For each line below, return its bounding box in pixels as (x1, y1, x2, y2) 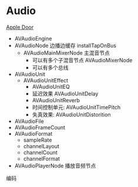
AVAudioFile (14, 118, 44, 125)
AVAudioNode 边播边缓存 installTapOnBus (14, 42, 116, 49)
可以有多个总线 (32, 64, 69, 71)
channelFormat (23, 155, 60, 162)
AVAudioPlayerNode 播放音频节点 (14, 162, 96, 169)
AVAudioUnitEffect (23, 76, 69, 84)
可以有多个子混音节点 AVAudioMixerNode (32, 56, 133, 64)
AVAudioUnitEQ (32, 83, 70, 90)
